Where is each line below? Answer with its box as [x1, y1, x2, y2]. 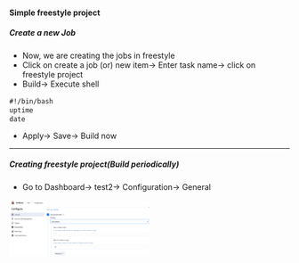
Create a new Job [9, 28, 77, 38]
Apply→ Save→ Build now [21, 130, 117, 141]
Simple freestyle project [9, 7, 101, 18]
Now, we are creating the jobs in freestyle [21, 50, 175, 61]
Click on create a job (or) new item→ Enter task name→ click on [21, 59, 256, 70]
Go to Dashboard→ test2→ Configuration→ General [21, 181, 212, 192]
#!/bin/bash [9, 96, 53, 106]
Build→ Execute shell [21, 78, 100, 89]
